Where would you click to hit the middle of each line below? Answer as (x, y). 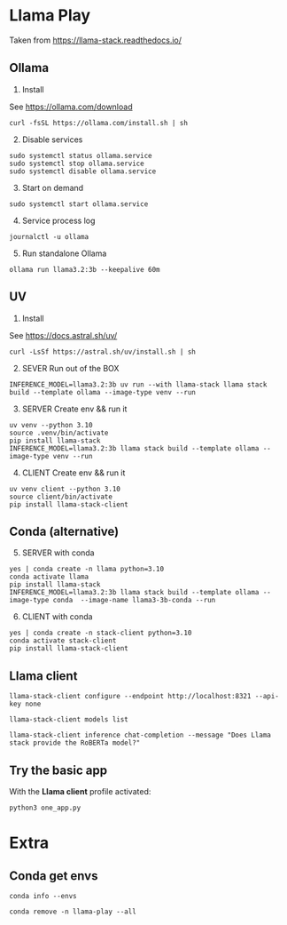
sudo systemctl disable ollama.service (83, 171)
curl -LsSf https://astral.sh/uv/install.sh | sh (103, 352)
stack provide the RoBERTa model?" (75, 743)
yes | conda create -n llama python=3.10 (87, 570)
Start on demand (53, 187)
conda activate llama (49, 577)
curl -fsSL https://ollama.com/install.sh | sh (99, 123)
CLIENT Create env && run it (74, 473)
